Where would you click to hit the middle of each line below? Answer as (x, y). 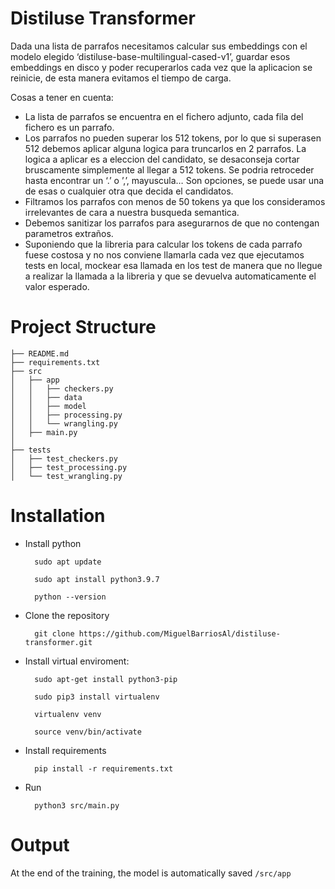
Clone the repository (67, 615)
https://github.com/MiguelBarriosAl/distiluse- (179, 633)
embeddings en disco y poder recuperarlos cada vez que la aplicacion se (161, 67)
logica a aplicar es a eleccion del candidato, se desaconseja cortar (162, 159)
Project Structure (83, 327)
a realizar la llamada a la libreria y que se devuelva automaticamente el (170, 276)
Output (40, 845)
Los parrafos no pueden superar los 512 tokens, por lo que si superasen (173, 138)
